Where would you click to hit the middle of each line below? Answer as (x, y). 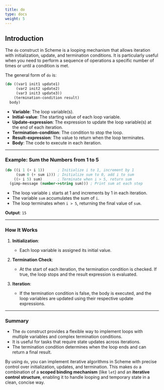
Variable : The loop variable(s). (43, 112)
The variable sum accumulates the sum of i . (56, 198)
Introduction (24, 38)
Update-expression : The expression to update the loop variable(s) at (82, 122)
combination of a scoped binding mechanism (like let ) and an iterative (77, 372)
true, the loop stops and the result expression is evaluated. (78, 274)
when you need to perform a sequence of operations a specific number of (80, 61)
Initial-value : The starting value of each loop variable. (66, 117)
